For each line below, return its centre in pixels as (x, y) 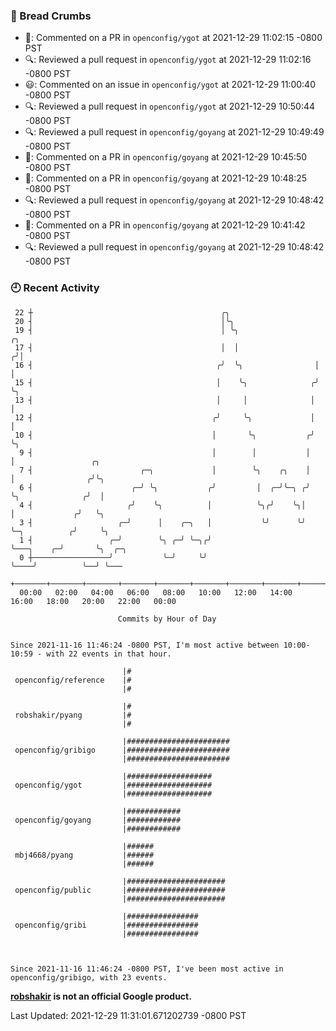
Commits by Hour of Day (167, 619)
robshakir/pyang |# (73, 715)
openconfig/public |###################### (120, 890)
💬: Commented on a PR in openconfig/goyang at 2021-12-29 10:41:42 (165, 225)
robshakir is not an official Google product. (101, 996)
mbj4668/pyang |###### (84, 855)
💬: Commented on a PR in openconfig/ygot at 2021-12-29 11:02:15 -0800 (173, 38)
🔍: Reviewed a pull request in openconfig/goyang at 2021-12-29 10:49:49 (174, 132)
